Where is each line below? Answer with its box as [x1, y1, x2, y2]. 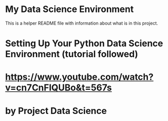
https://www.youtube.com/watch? [5, 71, 154, 83]
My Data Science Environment [5, 4, 134, 15]
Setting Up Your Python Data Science [5, 38, 163, 49]
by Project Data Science [5, 105, 107, 116]
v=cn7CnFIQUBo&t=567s [5, 82, 112, 93]
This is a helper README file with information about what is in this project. [5, 20, 158, 26]
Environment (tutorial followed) [5, 49, 138, 60]
